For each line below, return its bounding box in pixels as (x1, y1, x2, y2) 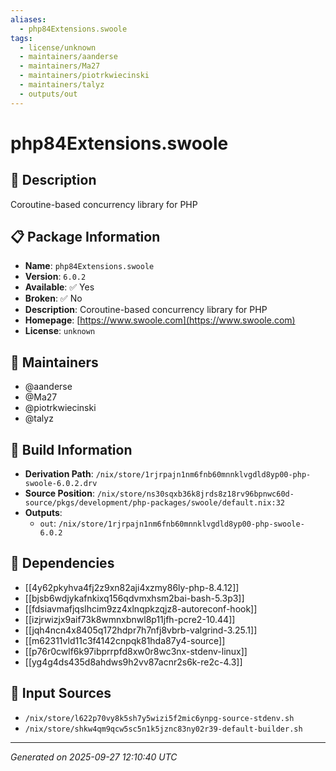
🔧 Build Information (10, 441, 133, 458)
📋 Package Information (10, 229, 161, 246)
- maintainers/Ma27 (19, 61, 101, 71)
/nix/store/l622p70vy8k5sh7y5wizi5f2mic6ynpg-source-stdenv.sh (24, 713, 295, 723)
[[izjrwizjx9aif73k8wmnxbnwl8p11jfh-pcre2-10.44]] (24, 613, 236, 625)
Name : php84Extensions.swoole (24, 260, 155, 272)
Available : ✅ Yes (24, 281, 95, 293)
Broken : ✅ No (24, 292, 83, 305)
